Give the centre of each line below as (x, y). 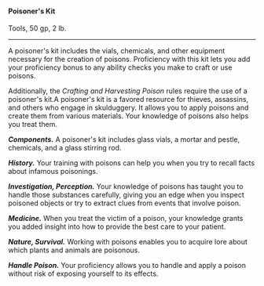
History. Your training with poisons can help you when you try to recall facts (132, 163)
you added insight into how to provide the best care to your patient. (117, 226)
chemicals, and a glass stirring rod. (65, 148)
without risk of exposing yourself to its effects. (83, 273)
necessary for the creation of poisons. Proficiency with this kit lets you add (129, 60)
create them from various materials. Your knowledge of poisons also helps (128, 116)
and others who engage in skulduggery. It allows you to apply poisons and (128, 108)
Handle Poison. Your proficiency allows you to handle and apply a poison (127, 266)
